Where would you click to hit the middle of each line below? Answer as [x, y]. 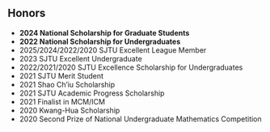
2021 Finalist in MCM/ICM [62, 101]
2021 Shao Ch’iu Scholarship [67, 84]
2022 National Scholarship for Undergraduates [100, 41]
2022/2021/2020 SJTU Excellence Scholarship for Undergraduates [131, 67]
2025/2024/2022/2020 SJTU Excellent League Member [113, 50]
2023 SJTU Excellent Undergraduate [80, 58]
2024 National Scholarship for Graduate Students [104, 32]
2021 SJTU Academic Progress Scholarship [92, 93]
